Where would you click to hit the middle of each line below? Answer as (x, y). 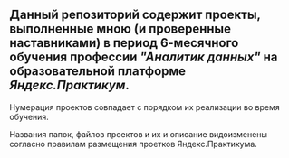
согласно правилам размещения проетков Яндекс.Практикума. (134, 144)
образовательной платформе (98, 71)
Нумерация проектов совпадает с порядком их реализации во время (144, 107)
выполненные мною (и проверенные (120, 29)
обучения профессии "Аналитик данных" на (144, 57)
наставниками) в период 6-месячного (124, 43)
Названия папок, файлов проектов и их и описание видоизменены (138, 134)
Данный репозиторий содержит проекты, (135, 15)
